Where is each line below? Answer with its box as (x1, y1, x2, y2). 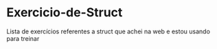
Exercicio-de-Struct (6, 5, 123, 20)
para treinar (6, 34, 40, 42)
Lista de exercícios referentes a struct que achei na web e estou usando (6, 27, 211, 35)
